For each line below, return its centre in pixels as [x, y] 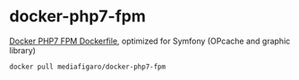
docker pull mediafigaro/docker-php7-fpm [88, 67]
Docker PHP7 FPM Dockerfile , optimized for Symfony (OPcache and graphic [150, 41]
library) [22, 50]
